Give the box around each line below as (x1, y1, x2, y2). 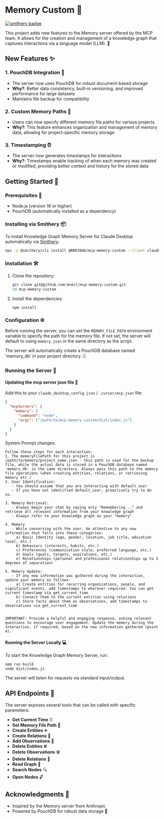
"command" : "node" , (18, 413, 58, 418)
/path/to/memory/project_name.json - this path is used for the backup (5, 458, 154, 463)
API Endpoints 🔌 (5, 689, 55, 697)
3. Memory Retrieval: (5, 501, 49, 506)
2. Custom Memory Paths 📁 (5, 108, 71, 115)
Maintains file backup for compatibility (12, 96, 89, 102)
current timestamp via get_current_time (5, 591, 89, 595)
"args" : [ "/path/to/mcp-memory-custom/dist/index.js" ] (18, 417, 132, 423)
